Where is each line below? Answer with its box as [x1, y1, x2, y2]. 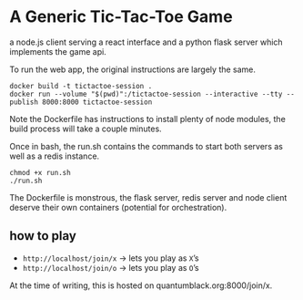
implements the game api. [9, 46, 106, 57]
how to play [9, 228, 77, 243]
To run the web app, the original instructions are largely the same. [9, 64, 257, 75]
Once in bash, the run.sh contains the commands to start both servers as [9, 140, 284, 151]
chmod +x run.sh [9, 168, 71, 177]
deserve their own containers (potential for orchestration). [9, 202, 227, 212]
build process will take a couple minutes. [9, 123, 162, 134]
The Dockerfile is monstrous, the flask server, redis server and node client [9, 191, 288, 202]
